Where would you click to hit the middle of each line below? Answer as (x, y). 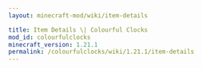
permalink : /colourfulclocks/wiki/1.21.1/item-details (101, 52)
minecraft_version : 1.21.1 (53, 44)
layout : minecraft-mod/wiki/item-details (78, 15)
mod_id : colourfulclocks (50, 37)
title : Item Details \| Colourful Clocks (78, 30)
